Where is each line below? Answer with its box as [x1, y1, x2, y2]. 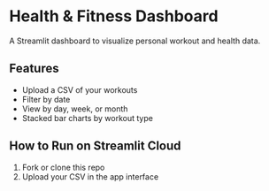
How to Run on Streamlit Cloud [9, 139, 181, 154]
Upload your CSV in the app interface [21, 171, 159, 182]
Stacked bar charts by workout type [21, 112, 153, 123]
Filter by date [21, 94, 71, 104]
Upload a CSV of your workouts [21, 84, 138, 95]
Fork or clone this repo [21, 162, 105, 172]
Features [9, 61, 59, 76]
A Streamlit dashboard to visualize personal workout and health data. [9, 35, 261, 46]
